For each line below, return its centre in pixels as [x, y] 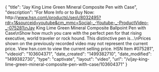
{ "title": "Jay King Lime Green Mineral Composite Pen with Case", [71, 7]
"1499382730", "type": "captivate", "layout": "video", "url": [64, 59]
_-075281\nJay [20, 28]
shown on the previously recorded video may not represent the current [77, 43]
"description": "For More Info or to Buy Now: [50, 12]
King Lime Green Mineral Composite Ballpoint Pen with [91, 28]
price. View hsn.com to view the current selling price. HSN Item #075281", [79, 49]
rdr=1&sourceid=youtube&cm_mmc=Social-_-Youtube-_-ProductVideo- [77, 23]
